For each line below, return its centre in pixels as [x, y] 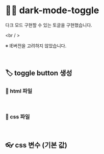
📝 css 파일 [18, 116]
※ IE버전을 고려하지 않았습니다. [36, 46]
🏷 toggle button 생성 [39, 73]
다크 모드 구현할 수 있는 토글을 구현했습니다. [49, 25]
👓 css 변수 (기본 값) [36, 145]
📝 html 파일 [19, 91]
